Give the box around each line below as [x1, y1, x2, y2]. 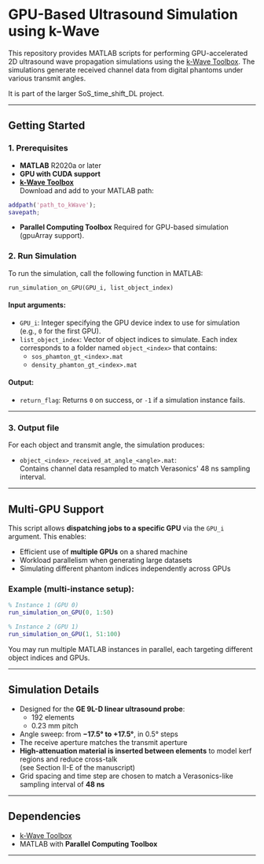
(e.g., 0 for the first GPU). [19, 326, 101, 336]
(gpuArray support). [19, 231, 85, 240]
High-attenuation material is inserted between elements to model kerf [19, 746, 252, 755]
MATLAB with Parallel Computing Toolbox [19, 839, 158, 848]
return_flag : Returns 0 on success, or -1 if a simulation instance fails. [19, 396, 246, 405]
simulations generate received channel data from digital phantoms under [8, 65, 244, 74]
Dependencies [8, 810, 81, 823]
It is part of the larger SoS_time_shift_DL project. [8, 88, 165, 98]
